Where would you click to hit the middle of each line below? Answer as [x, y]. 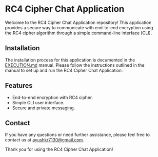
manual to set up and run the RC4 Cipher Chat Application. [64, 70]
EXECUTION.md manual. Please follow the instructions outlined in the [75, 65]
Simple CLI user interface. [38, 102]
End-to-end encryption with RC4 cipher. [52, 97]
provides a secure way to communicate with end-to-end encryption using [79, 27]
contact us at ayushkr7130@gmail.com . [45, 140]
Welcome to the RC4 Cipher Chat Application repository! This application [78, 22]
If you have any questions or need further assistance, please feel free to [78, 135]
